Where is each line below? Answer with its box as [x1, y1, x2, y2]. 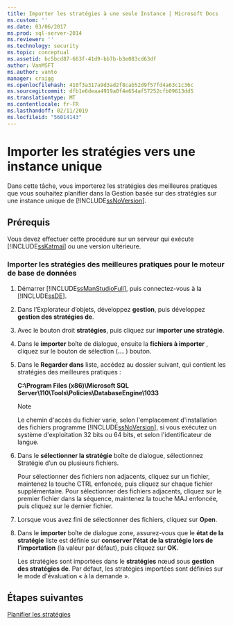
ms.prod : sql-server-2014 [7, 29, 82, 37]
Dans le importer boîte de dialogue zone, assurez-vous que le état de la [17, 528, 224, 537]
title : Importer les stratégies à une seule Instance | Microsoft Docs [7, 10, 218, 17]
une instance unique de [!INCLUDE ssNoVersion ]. [7, 196, 147, 205]
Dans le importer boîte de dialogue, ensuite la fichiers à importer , [17, 339, 209, 348]
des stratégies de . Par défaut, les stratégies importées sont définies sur [17, 564, 223, 573]
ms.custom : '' [7, 17, 49, 24]
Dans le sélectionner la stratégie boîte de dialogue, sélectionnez [17, 451, 203, 459]
